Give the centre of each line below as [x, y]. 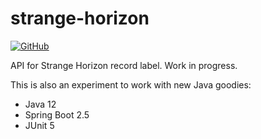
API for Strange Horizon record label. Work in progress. [124, 65]
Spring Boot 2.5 [57, 114]
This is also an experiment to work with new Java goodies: [131, 84]
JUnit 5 [39, 125]
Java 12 [40, 104]
